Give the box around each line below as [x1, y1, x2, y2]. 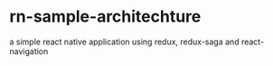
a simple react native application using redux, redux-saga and [9, 36, 240, 47]
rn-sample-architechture [9, 6, 202, 27]
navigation [9, 45, 49, 56]
